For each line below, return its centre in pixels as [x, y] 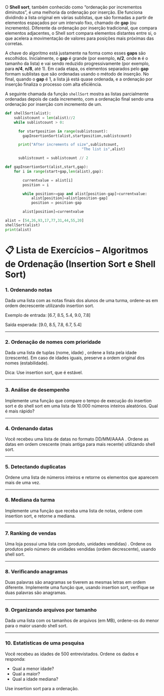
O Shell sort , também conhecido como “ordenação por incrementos [73, 7]
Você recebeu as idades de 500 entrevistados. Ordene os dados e [72, 654]
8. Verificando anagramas [37, 571]
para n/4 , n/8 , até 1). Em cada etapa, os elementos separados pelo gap [77, 69]
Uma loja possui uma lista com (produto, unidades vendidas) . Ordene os [78, 543]
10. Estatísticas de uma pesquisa [45, 643]
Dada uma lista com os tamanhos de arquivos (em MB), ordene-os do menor [82, 620]
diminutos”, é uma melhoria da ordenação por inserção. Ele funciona [74, 12]
